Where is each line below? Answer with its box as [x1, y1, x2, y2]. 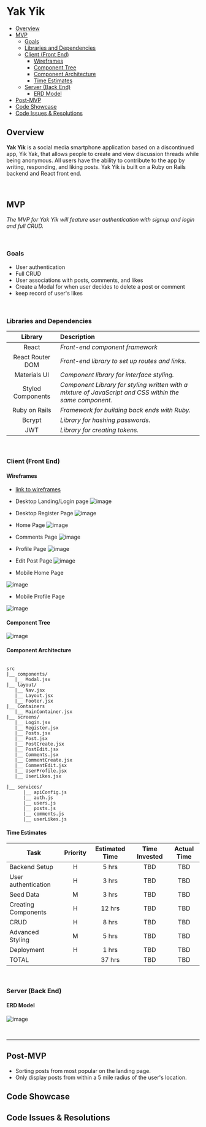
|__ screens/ [6, 714, 40, 720]
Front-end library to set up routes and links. [60, 357, 186, 365]
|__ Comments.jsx [14, 751, 59, 758]
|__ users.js [22, 800, 56, 806]
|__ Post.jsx [14, 735, 48, 741]
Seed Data [9, 890, 40, 899]
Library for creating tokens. [60, 426, 139, 434]
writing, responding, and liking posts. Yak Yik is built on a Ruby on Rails [6, 163, 186, 170]
